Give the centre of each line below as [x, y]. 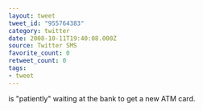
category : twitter [39, 31]
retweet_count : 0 [37, 61]
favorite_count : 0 [39, 53]
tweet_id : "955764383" [46, 23]
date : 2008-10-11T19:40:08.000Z [62, 38]
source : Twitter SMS [43, 46]
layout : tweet [32, 16]
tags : [17, 68]
